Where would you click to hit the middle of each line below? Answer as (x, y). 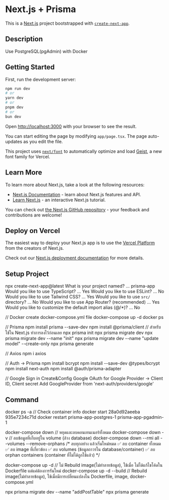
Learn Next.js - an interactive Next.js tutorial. (59, 200)
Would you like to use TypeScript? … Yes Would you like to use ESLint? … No (85, 292)
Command (22, 400)
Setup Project (27, 274)
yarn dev (14, 98)
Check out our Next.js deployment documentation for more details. (75, 258)
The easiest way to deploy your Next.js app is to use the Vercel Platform (80, 243)
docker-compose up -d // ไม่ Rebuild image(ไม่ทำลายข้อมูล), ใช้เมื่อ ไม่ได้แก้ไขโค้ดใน (84, 465)
